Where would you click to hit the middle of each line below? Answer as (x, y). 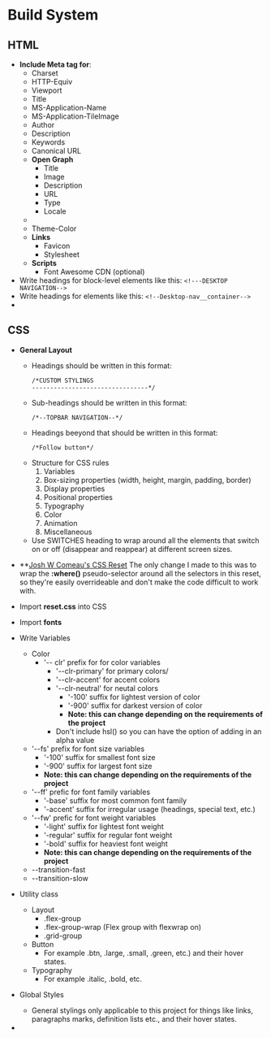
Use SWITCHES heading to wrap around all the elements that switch (145, 540)
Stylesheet (62, 254)
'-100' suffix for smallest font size (99, 757)
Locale (55, 211)
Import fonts (41, 622)
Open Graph (52, 159)
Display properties (74, 489)
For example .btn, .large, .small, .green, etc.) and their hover (144, 953)
